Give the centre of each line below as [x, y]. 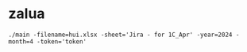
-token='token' [62, 41]
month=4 [21, 41]
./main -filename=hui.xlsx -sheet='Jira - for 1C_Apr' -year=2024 [120, 35]
